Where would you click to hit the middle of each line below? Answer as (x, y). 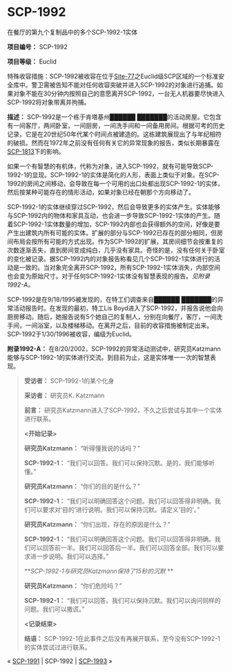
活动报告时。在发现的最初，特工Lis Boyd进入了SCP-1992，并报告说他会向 (118, 308)
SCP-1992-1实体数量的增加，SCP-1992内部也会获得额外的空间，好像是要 (117, 224)
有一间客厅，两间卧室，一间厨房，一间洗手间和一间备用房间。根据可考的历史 (116, 125)
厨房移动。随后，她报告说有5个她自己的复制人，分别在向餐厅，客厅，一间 (112, 316)
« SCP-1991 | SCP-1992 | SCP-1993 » (60, 661)
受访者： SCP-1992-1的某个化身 (69, 381)
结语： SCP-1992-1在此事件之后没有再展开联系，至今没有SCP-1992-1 (122, 638)
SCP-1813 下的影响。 (36, 151)
